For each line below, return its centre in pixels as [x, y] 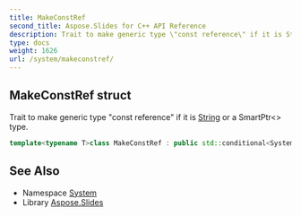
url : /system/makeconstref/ [62, 59]
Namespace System [59, 193]
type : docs [30, 43]
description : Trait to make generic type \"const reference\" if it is [146, 34]
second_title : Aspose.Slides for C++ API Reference [107, 26]
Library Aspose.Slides [63, 202]
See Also [34, 171]
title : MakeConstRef [48, 17]
